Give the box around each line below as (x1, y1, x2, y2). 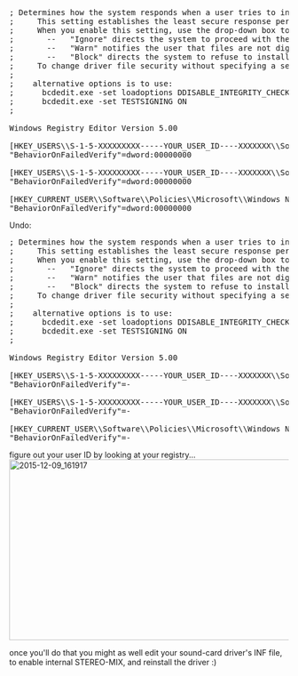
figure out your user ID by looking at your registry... (9, 449, 197, 460)
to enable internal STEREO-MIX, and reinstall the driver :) (9, 657, 217, 667)
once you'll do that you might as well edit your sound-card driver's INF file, (9, 648, 283, 657)
